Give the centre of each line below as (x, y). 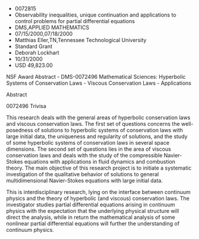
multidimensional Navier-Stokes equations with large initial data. (85, 181)
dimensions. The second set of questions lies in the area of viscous (89, 149)
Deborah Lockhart (37, 52)
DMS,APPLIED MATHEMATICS (52, 27)
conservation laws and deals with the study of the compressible (84, 155)
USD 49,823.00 (34, 65)
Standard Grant (33, 46)
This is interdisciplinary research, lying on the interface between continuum (99, 192)
